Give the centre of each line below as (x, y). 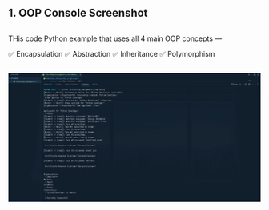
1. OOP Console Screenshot (78, 13)
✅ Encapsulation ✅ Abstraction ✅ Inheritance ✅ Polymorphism (112, 53)
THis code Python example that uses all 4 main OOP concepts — (115, 38)
